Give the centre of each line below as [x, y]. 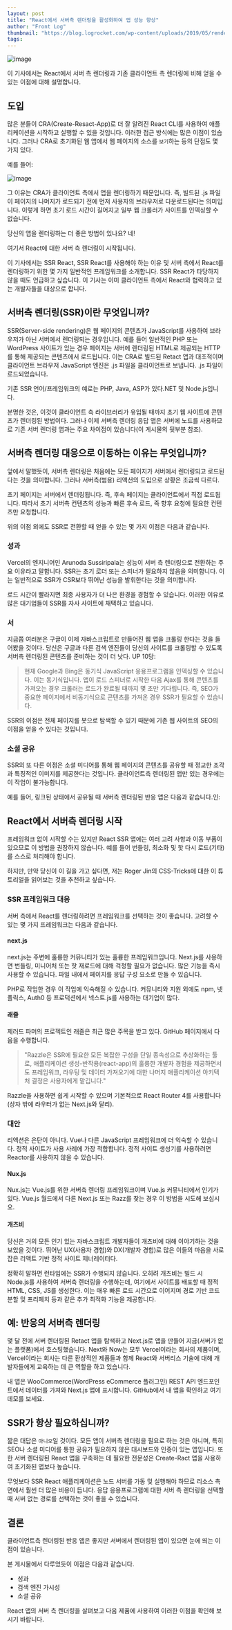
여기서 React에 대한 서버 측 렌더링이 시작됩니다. [71, 248]
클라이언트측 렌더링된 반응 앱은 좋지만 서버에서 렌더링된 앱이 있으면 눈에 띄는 [110, 1541]
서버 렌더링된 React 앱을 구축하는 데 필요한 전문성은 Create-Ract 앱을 [109, 1458]
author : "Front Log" [37, 26]
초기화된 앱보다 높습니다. [48, 1467]
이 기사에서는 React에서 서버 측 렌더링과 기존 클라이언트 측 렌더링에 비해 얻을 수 [115, 73]
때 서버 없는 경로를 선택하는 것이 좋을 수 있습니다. [74, 1498]
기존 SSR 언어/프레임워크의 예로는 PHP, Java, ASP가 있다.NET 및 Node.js [107, 388]
